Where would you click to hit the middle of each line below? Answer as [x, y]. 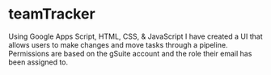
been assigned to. [38, 62]
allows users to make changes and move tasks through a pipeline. [118, 44]
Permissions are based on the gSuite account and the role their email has [130, 53]
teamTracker [52, 14]
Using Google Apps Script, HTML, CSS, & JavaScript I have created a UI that [135, 36]
